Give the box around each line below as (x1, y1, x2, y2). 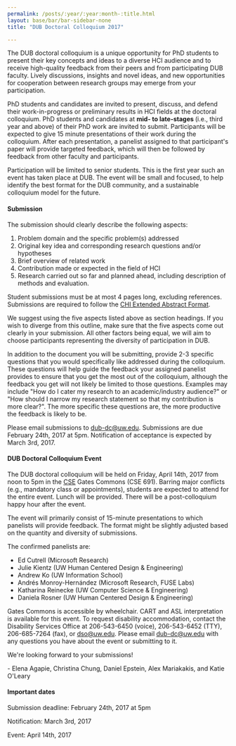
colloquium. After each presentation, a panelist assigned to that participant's (7, 137, 229, 146)
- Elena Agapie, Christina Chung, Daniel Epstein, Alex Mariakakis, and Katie (7, 664, 225, 673)
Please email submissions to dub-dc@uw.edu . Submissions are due (7, 423, 204, 432)
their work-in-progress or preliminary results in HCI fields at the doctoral (7, 107, 216, 116)
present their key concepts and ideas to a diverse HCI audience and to (7, 56, 211, 65)
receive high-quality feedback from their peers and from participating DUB (7, 64, 223, 73)
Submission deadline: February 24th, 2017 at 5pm (7, 703, 151, 711)
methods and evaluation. (17, 279, 89, 287)
